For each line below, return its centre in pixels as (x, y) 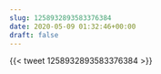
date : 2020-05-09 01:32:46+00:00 (73, 26)
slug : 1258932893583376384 (60, 18)
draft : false (34, 35)
